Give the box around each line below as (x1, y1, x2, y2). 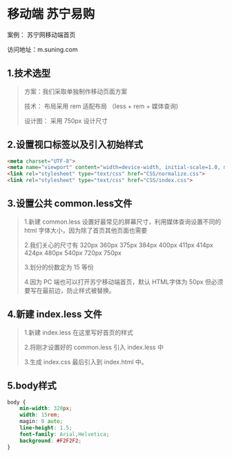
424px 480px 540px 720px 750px (23, 249, 122, 257)
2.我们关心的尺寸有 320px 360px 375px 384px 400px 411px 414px (23, 240, 213, 249)
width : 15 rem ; (19, 411, 60, 419)
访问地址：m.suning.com (7, 45, 78, 53)
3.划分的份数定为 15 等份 (23, 262, 95, 271)
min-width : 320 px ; (19, 405, 72, 412)
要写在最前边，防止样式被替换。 (23, 286, 115, 294)
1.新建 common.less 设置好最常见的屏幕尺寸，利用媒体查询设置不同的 (23, 217, 222, 226)
